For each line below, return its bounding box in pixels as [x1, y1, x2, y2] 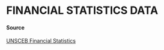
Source [6, 23, 25, 31]
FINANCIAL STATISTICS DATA [6, 4, 159, 17]
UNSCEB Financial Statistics [6, 37, 76, 45]
